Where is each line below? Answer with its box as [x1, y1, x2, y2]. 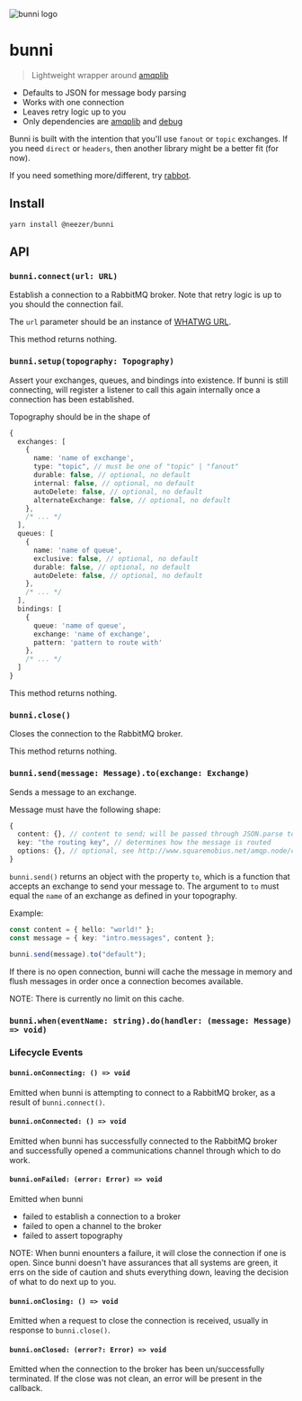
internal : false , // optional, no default [32, 478, 195, 488]
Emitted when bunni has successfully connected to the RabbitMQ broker [9, 1135, 278, 1146]
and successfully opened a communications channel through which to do [9, 1144, 281, 1156]
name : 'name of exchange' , [32, 454, 135, 463]
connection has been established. [9, 393, 135, 404]
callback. [9, 1383, 43, 1394]
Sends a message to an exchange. [9, 786, 138, 797]
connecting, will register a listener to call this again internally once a [9, 384, 261, 395]
